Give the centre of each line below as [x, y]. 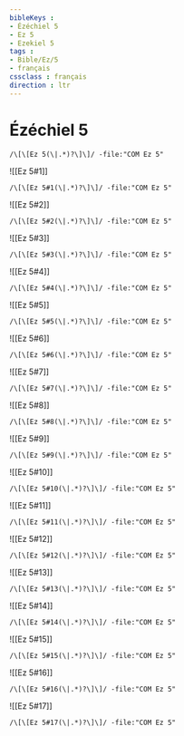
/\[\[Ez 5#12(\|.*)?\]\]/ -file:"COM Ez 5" [93, 555]
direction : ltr [40, 85]
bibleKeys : [32, 18]
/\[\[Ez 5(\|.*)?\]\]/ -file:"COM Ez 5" [87, 154]
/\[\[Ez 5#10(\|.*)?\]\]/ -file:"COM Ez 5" [93, 489]
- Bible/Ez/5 [34, 60]
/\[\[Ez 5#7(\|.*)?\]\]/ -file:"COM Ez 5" [91, 388]
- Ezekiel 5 [32, 43]
